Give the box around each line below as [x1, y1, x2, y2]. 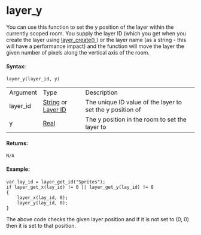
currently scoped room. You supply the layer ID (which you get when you [6, 29, 187, 37]
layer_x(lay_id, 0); [17, 194, 68, 201]
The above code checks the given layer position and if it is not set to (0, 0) [6, 215, 190, 222]
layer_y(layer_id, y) [6, 76, 60, 82]
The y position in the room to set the [85, 115, 187, 123]
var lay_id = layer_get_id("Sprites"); [6, 179, 106, 185]
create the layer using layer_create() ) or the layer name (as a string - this [6, 36, 187, 43]
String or [42, 98, 68, 107]
